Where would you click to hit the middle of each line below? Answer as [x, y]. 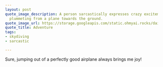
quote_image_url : [23, 23]
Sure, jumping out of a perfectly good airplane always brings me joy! [73, 59]
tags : [10, 32]
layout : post [18, 9]
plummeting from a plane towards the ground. [56, 18]
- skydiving [17, 37]
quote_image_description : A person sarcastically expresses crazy [73, 14]
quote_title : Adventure [29, 28]
